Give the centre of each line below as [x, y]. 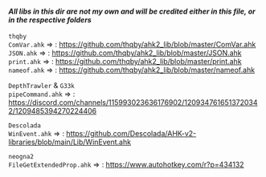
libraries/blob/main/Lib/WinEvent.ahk [70, 142]
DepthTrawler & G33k [41, 86]
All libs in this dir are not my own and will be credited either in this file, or [132, 11]
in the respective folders [50, 19]
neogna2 [21, 157]
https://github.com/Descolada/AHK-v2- [131, 134]
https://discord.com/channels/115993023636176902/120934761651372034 [133, 103]
